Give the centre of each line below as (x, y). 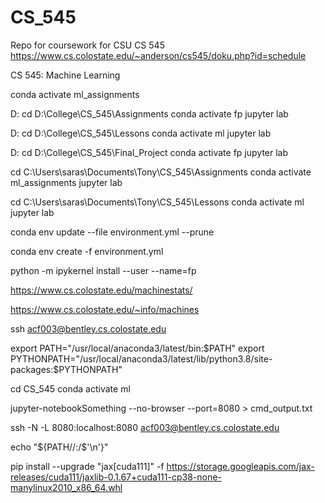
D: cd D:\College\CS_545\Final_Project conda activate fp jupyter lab (149, 152)
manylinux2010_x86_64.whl (66, 487)
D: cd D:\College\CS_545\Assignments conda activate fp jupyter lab (149, 113)
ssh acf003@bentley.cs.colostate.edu (88, 328)
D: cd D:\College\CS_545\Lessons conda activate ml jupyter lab (141, 133)
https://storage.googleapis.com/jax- (240, 466)
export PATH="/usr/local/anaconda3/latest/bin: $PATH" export (137, 348)
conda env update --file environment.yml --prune (112, 232)
